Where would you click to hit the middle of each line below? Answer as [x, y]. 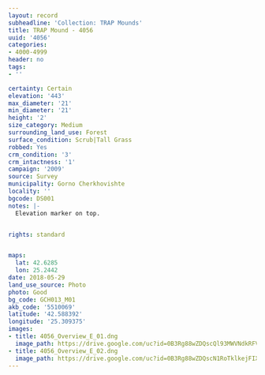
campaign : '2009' [37, 169]
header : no [26, 60]
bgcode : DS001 [32, 198]
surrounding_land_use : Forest [58, 133]
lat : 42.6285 [37, 263]
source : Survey [33, 177]
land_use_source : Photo [47, 285]
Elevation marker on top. [58, 213]
